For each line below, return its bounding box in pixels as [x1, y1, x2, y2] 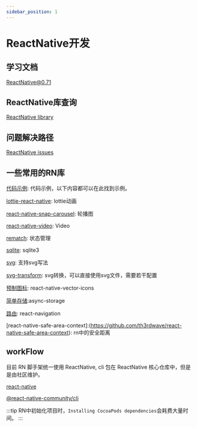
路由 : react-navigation [6, 310, 61, 317]
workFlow [6, 347, 44, 357]
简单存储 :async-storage [6, 297, 65, 305]
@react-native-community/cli [6, 394, 79, 402]
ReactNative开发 [6, 37, 90, 50]
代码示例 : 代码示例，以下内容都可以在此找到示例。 [6, 185, 130, 192]
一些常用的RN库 [6, 167, 65, 178]
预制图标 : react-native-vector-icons [6, 284, 94, 291]
